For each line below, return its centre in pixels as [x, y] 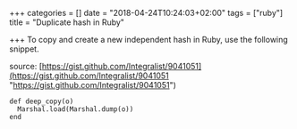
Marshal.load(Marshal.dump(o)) [76, 109]
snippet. [24, 49]
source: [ [26, 66]
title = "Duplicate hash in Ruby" [67, 22]
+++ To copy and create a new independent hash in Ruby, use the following [148, 40]
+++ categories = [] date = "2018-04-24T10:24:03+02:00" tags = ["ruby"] [146, 13]
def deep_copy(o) [42, 101]
